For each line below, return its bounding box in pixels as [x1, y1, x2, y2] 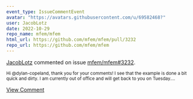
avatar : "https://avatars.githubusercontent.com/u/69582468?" [6, 14, 166, 20]
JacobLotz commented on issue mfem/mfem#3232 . [6, 58, 136, 66]
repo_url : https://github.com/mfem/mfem [6, 43, 110, 49]
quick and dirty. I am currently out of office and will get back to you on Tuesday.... [6, 76, 176, 82]
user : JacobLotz [6, 20, 47, 26]
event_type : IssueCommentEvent [6, 8, 85, 15]
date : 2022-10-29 [6, 25, 50, 32]
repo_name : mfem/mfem [6, 31, 61, 37]
